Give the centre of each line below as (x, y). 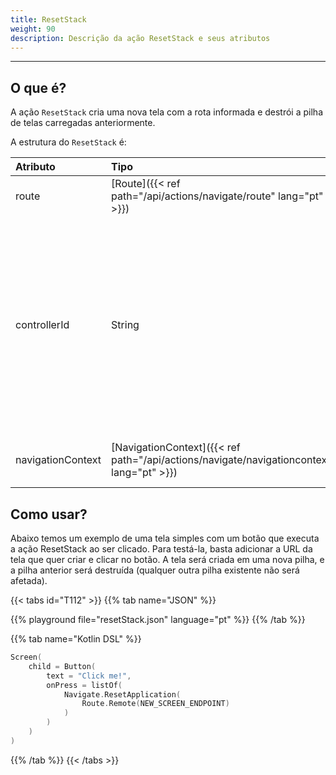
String (125, 325)
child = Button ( (62, 666)
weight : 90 (33, 29)
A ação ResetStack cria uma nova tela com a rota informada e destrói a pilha (166, 112)
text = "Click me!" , (89, 676)
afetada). (29, 580)
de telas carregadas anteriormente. (83, 123)
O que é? (38, 87)
